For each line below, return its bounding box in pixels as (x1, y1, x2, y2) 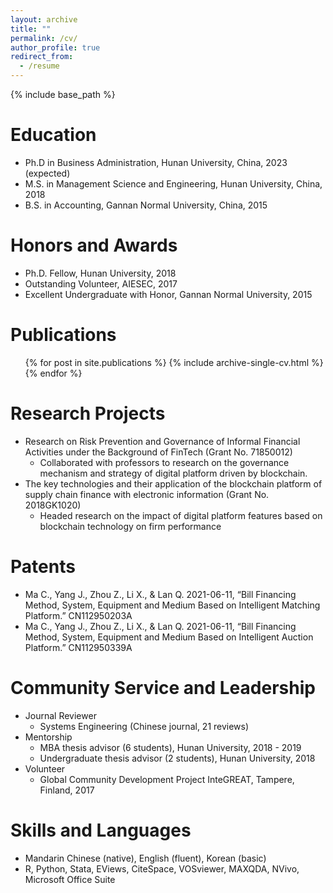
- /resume (19, 61, 60, 71)
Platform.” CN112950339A (24, 641, 133, 653)
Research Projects (10, 402, 166, 425)
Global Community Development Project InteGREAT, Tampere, (39, 773, 295, 785)
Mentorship (24, 731, 73, 743)
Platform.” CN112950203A (24, 609, 133, 621)
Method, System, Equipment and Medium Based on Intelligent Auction (24, 631, 314, 643)
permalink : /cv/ (10, 33, 78, 43)
